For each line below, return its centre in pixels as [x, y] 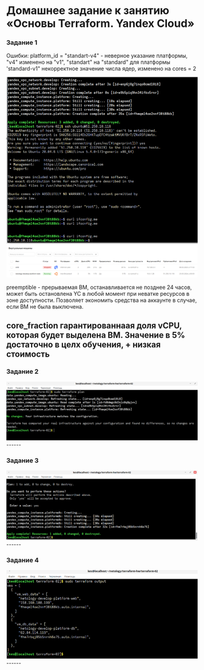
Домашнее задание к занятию [88, 11]
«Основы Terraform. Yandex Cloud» [100, 23]
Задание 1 [22, 43]
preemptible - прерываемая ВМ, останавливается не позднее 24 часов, [99, 287]
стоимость [28, 354]
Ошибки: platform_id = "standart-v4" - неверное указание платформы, [97, 56]
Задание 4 [23, 560]
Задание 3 [22, 460]
